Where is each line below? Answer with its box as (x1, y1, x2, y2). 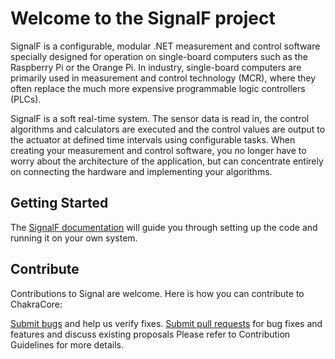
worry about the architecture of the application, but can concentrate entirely (10, 155, 324, 167)
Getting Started (10, 195, 109, 212)
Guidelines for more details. (10, 338, 125, 351)
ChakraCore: (10, 298, 63, 310)
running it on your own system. (10, 232, 138, 244)
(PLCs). (10, 93, 42, 105)
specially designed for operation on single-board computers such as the (10, 50, 308, 62)
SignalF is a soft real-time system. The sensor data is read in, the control (10, 112, 310, 124)
